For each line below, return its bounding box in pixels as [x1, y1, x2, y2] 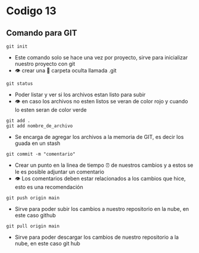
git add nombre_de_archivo [6, 123, 73, 129]
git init [6, 43, 28, 49]
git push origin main [6, 195, 60, 201]
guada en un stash [14, 140, 61, 147]
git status [6, 81, 33, 87]
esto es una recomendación [14, 184, 83, 191]
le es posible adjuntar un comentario [14, 168, 105, 175]
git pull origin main [6, 223, 60, 229]
